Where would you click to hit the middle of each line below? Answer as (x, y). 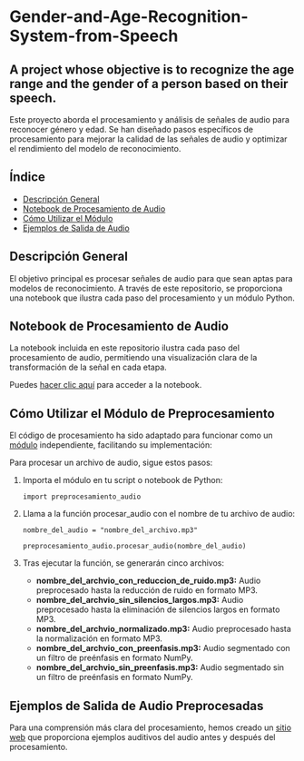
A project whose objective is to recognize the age (152, 69)
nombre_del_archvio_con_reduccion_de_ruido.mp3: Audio (148, 581)
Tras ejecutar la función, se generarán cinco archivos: (123, 563)
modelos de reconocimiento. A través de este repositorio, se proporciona (146, 288)
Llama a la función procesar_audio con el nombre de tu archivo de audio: (159, 514)
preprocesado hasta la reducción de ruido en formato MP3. (147, 590)
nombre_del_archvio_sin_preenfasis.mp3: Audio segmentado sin (160, 667)
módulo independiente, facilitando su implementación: (111, 445)
